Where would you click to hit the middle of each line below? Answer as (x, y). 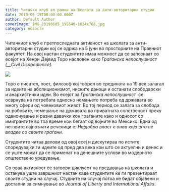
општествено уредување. (33, 158)
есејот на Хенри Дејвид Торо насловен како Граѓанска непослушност (81, 59)
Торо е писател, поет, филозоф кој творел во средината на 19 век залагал (85, 84)
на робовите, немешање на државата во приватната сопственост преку (83, 111)
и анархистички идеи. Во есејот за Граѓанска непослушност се (74, 94)
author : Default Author (30, 19)
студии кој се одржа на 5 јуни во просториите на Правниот (98, 49)
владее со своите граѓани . (34, 132)
